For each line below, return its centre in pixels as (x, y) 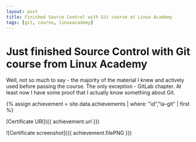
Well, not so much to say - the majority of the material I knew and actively (95, 80)
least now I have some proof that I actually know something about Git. (91, 93)
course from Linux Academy (77, 64)
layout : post (22, 11)
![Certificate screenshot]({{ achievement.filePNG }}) (69, 133)
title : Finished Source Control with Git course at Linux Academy (89, 17)
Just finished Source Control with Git (98, 51)
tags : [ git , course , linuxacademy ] (50, 22)
